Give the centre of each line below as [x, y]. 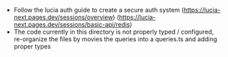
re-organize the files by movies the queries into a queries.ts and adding [115, 39]
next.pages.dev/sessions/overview [63, 17]
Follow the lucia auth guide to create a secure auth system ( [99, 10]
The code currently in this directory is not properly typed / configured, [114, 32]
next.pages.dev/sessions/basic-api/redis [72, 24]
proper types [32, 46]
